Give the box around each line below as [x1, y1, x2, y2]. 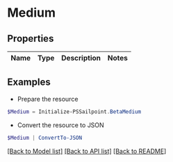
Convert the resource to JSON [17, 120, 104, 129]
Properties [7, 33, 54, 44]
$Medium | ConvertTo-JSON [7, 134, 82, 141]
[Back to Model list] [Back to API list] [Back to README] [7, 147, 167, 155]
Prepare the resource [17, 95, 79, 103]
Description [61, 54, 101, 63]
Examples [7, 76, 51, 88]
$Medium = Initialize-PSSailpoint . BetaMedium [7, 108, 141, 115]
